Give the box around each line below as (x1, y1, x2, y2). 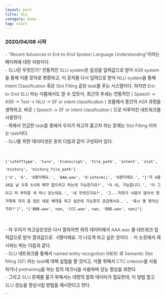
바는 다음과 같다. (18, 242, 51, 248)
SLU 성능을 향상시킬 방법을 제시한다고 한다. (5, 282, 91, 288)
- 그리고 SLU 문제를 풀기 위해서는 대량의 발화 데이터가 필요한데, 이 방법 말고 (5, 274, 155, 280)
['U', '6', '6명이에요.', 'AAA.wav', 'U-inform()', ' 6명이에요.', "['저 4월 (5, 175, 161, 180)
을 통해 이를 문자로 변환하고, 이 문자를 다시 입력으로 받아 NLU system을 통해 (5, 75, 156, 81)
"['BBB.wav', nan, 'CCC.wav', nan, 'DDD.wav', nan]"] (25, 207, 142, 212)
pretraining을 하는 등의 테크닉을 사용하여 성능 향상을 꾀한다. (18, 266, 137, 272)
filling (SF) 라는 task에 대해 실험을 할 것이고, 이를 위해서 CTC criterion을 (5, 258, 148, 264)
